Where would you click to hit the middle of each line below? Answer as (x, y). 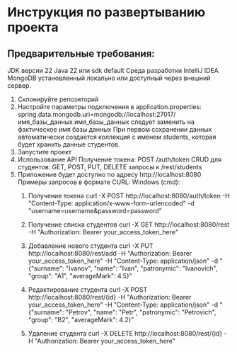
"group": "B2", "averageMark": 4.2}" (81, 320)
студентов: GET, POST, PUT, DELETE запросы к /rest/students (110, 167)
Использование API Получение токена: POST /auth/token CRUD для (119, 159)
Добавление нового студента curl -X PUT (91, 246)
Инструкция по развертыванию (106, 12)
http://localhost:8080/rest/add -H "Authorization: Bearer (110, 253)
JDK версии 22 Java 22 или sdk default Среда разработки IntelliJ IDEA (113, 70)
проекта (33, 27)
